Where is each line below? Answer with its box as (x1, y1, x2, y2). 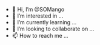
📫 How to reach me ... (12, 32, 68, 39)
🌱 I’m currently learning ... (12, 19, 77, 26)
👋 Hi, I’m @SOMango (12, 6, 65, 13)
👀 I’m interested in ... (12, 12, 64, 19)
